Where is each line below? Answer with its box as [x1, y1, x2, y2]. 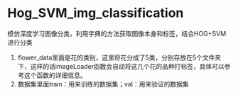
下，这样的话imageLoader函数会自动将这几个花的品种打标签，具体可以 [17, 62, 225, 70]
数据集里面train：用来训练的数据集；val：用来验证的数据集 [17, 79, 190, 88]
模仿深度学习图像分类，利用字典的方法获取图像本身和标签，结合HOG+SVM [7, 29, 227, 38]
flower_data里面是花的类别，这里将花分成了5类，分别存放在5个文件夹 [17, 53, 222, 62]
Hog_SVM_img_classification [7, 5, 184, 21]
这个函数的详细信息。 [23, 71, 87, 79]
